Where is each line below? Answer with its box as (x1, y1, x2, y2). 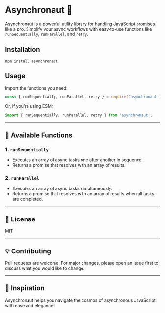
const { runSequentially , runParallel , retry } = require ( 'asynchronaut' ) (5, 94, 162, 99)
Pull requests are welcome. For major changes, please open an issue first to (5, 260, 159, 266)
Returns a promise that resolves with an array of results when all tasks (12, 191, 155, 197)
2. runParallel (5, 174, 40, 181)
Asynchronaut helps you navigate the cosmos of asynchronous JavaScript (5, 297, 156, 303)
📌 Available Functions (5, 131, 73, 139)
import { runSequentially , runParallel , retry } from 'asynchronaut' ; (5, 113, 153, 118)
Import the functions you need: (5, 85, 68, 91)
